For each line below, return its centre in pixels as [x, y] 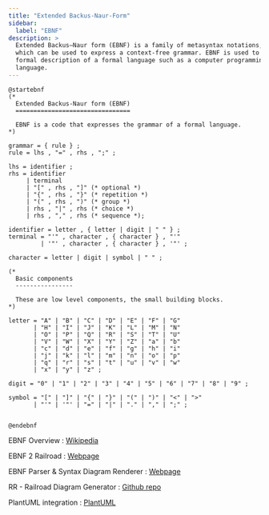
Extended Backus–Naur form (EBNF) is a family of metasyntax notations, [139, 46]
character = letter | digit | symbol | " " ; [85, 257]
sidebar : [23, 23]
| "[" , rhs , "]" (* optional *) [84, 188]
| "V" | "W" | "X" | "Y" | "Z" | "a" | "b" [107, 341]
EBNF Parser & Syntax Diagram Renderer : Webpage [95, 471]
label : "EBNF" [39, 30]
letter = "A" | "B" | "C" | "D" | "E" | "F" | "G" [94, 321]
